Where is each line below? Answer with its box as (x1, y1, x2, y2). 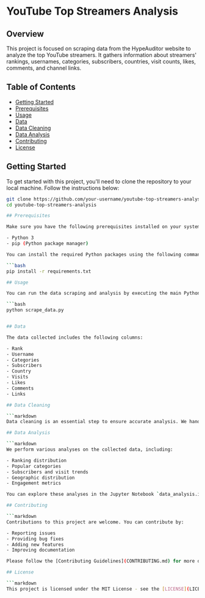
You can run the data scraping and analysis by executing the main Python (6, 290, 201, 297)
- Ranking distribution (6, 457, 67, 463)
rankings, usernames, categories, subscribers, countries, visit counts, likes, (6, 58, 196, 65)
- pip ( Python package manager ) (6, 240, 88, 246)
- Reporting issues (6, 530, 56, 536)
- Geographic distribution (6, 474, 75, 481)
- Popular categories (6, 463, 62, 469)
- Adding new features (6, 541, 64, 548)
